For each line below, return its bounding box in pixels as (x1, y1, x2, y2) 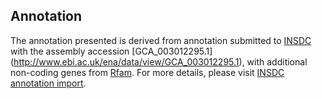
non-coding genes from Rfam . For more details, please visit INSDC (10, 66, 285, 78)
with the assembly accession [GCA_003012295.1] (10, 45, 213, 57)
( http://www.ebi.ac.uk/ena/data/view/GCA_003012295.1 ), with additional (10, 55, 308, 68)
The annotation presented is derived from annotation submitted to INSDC (10, 34, 312, 46)
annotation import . (10, 77, 87, 89)
